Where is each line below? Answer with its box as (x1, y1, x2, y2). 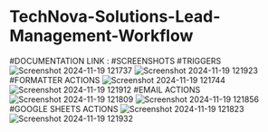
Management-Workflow (9, 25, 194, 46)
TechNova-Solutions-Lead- (9, 6, 221, 27)
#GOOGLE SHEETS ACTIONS (9, 103, 120, 114)
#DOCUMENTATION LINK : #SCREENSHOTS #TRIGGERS (9, 55, 222, 66)
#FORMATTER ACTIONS (9, 74, 100, 85)
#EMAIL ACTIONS (133, 84, 201, 95)
